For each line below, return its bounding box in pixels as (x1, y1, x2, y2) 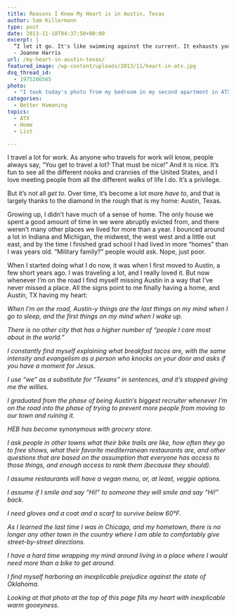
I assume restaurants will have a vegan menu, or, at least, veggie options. (7, 475, 221, 483)
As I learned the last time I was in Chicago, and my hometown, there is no (7, 523, 221, 531)
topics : (7, 108, 30, 115)
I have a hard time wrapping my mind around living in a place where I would (7, 551, 228, 560)
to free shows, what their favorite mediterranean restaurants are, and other (7, 446, 226, 454)
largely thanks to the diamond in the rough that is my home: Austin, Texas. (7, 197, 222, 205)
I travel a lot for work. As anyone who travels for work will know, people (7, 153, 214, 162)
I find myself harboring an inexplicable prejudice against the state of (7, 572, 206, 581)
